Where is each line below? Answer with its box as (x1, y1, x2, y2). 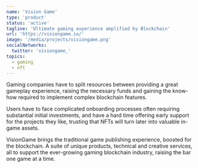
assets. (21, 124, 40, 132)
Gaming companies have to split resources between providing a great (6, 81, 178, 88)
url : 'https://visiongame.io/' (6, 31, 85, 37)
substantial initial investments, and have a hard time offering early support (6, 112, 190, 119)
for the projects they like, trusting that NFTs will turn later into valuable (6, 118, 180, 125)
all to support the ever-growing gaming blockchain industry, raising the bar (6, 149, 191, 156)
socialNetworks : (6, 43, 47, 49)
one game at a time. (6, 155, 56, 163)
